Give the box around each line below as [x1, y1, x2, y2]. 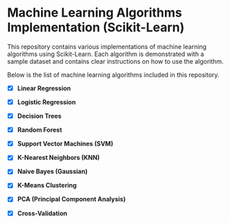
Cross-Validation [17, 209, 68, 217]
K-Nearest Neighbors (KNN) [17, 154, 100, 162]
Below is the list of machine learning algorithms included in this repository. [7, 71, 220, 79]
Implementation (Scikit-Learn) [7, 19, 185, 35]
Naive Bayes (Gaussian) [17, 168, 88, 176]
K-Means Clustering [17, 181, 77, 190]
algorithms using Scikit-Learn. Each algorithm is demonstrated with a [7, 50, 204, 58]
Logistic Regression [17, 98, 76, 106]
